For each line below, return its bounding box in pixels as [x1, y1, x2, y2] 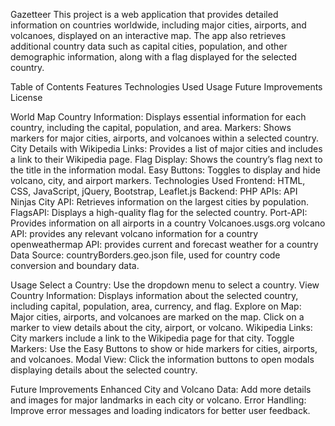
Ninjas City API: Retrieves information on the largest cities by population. [10, 196, 309, 208]
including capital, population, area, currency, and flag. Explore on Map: [10, 300, 302, 312]
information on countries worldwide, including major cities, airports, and [10, 19, 307, 31]
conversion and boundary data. [10, 260, 140, 271]
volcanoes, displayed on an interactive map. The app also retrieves [10, 30, 287, 41]
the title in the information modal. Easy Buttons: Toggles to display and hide [10, 164, 321, 176]
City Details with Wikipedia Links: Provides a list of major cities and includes [10, 143, 323, 154]
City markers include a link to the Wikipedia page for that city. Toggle [10, 332, 295, 344]
